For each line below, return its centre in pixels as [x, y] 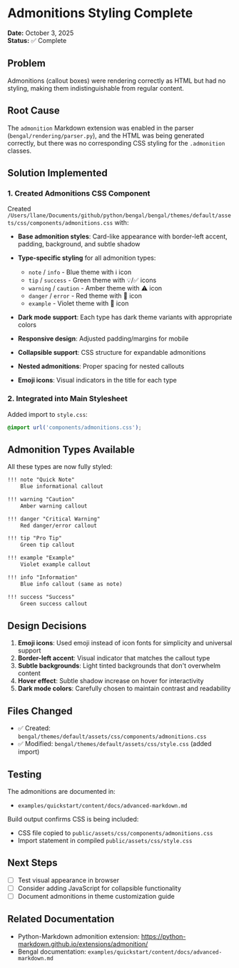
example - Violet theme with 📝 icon [78, 303]
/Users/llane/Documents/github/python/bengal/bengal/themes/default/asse [119, 216]
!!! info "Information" [43, 577]
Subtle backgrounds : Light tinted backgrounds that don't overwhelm [119, 666]
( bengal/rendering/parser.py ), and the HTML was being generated [106, 135]
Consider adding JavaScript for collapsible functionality [100, 888]
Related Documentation [61, 919]
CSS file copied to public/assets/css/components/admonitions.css [115, 832]
